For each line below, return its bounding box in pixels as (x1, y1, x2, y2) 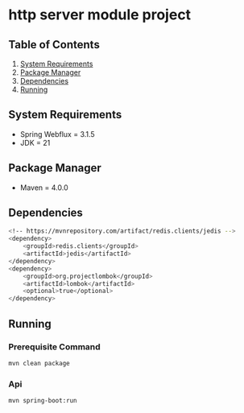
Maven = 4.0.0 (19, 183, 68, 192)
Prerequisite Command (8, 341, 101, 352)
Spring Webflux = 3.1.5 (19, 129, 95, 138)
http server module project (8, 6, 192, 24)
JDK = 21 (19, 138, 51, 147)
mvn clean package (8, 359, 70, 367)
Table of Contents (8, 38, 101, 52)
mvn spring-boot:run (8, 397, 78, 405)
